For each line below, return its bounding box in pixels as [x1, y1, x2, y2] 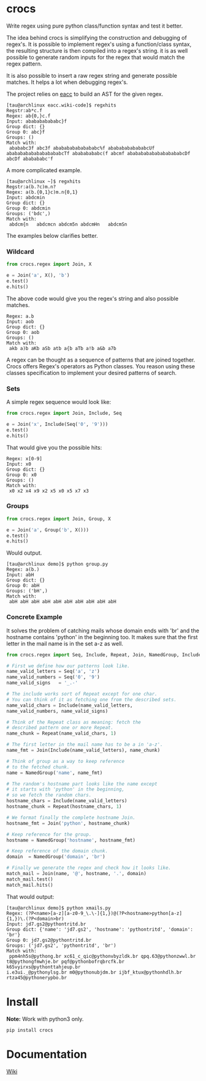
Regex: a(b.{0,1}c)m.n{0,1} [6, 189, 78, 195]
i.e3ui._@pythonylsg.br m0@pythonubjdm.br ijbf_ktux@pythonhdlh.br [6, 969, 183, 976]
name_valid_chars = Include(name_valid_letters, [6, 702, 133, 708]
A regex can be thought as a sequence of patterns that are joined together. [6, 356, 196, 363]
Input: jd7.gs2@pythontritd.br [6, 921, 86, 927]
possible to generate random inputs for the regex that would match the [6, 53, 185, 61]
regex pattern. [6, 60, 42, 67]
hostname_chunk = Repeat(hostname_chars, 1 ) [6, 803, 122, 810]
